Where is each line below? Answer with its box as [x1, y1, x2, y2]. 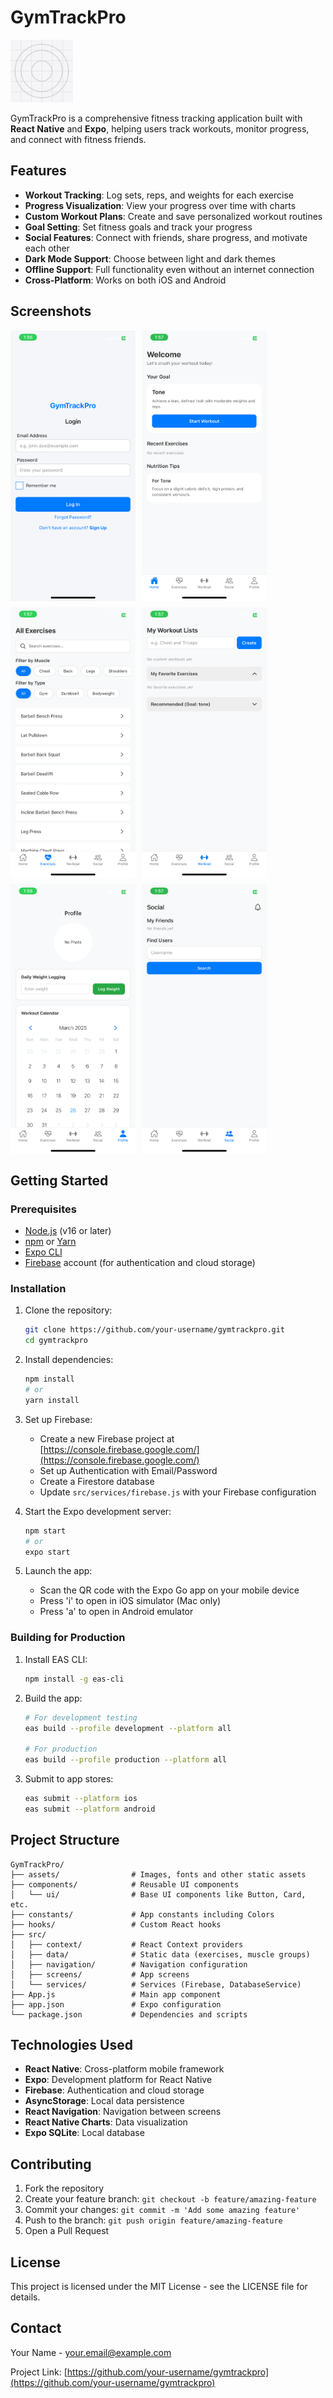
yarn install [24, 1395, 80, 1405]
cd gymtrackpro [24, 1336, 89, 1346]
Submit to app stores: [24, 1773, 114, 1785]
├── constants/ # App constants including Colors [10, 1909, 275, 1920]
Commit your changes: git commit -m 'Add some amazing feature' [24, 2204, 301, 2216]
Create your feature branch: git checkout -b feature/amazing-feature [24, 2193, 317, 2205]
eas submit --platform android [24, 1804, 156, 1814]
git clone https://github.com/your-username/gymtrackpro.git [24, 1325, 286, 1335]
